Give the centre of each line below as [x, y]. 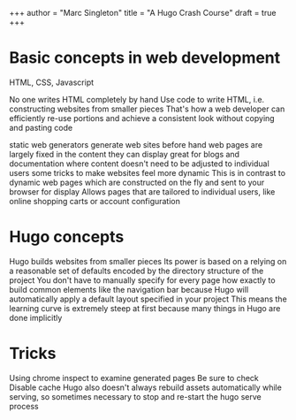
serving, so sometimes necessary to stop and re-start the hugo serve [136, 396]
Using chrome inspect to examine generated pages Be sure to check [134, 378]
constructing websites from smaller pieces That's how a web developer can [147, 109]
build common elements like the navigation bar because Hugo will [129, 289]
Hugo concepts [67, 237]
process [24, 406]
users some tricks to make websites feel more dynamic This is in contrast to [147, 172]
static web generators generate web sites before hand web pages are [136, 144]
